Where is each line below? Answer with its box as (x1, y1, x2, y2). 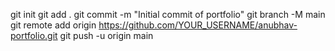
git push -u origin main (59, 30, 154, 41)
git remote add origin (10, 19, 97, 31)
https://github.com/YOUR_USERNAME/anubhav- (98, 19, 298, 31)
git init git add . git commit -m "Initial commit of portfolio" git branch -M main (10, 9, 326, 20)
